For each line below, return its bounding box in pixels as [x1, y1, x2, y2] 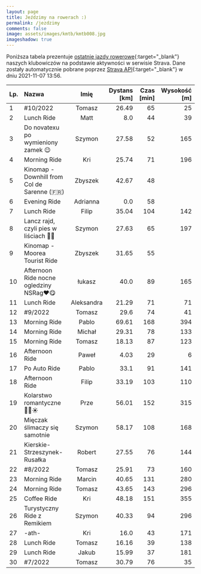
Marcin [77, 475, 97, 483]
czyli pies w [23, 224, 57, 232]
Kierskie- [23, 441, 51, 449]
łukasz [77, 278, 96, 286]
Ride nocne [23, 274, 56, 282]
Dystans [108, 86, 133, 95]
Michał [77, 327, 97, 336]
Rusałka [23, 455, 47, 464]
